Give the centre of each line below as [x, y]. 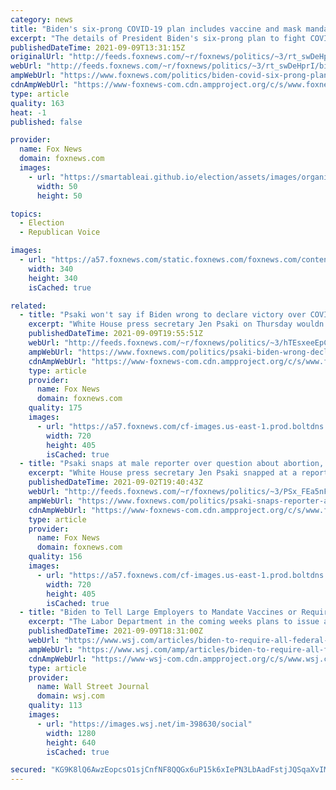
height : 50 [59, 196]
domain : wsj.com [70, 696]
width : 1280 [71, 733]
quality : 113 [55, 706]
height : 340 [53, 278]
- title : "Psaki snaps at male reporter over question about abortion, [172, 464]
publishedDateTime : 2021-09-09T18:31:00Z [115, 631]
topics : [26, 214]
